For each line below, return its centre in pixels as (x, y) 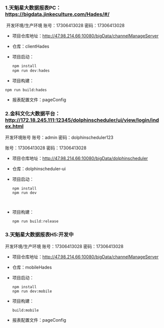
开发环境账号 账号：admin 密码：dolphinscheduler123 (59, 137)
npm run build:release (35, 221)
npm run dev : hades (31, 71)
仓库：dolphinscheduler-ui (39, 169)
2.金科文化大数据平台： (33, 113)
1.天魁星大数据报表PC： (33, 7)
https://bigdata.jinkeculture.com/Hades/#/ (57, 14)
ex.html (14, 126)
